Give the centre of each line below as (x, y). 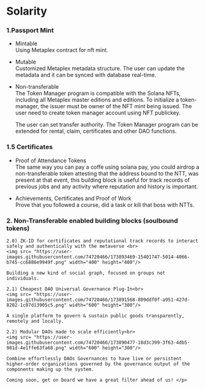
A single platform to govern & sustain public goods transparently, (95, 316)
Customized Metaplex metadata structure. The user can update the (100, 69)
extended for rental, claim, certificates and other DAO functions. (96, 131)
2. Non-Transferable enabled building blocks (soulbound (92, 220)
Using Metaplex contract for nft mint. (61, 50)
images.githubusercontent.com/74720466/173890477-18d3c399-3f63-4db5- (98, 343)
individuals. (23, 279)
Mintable (26, 43)
